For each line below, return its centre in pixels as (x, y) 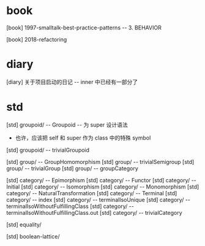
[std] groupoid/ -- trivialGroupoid (48, 150)
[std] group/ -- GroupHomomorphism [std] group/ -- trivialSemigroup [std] (100, 162)
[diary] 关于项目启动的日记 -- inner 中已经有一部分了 (72, 82)
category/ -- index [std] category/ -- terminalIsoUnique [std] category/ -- (99, 199)
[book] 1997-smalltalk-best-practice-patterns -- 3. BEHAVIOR (84, 28)
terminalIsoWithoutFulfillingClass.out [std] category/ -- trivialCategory (94, 212)
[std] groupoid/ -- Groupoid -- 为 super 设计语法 (67, 125)
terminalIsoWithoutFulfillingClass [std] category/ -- (70, 206)
